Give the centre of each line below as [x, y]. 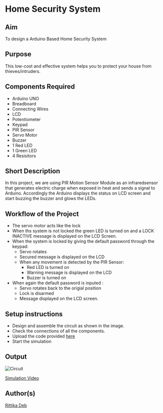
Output [16, 357]
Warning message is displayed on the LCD [69, 272]
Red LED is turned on [48, 267]
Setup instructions [34, 314]
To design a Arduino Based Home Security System [56, 39]
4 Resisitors [24, 156]
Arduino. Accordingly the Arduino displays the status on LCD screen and [78, 193]
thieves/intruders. [23, 71]
